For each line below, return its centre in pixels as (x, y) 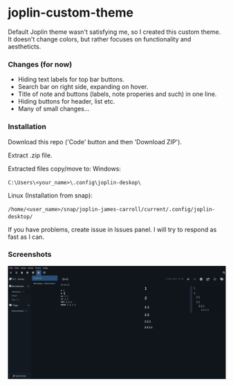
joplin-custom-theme (71, 13)
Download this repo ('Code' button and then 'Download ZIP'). (95, 142)
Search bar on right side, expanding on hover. (83, 87)
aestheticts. (25, 46)
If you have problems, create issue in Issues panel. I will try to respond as (112, 229)
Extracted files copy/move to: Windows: (65, 168)
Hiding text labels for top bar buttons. (71, 79)
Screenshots (30, 255)
